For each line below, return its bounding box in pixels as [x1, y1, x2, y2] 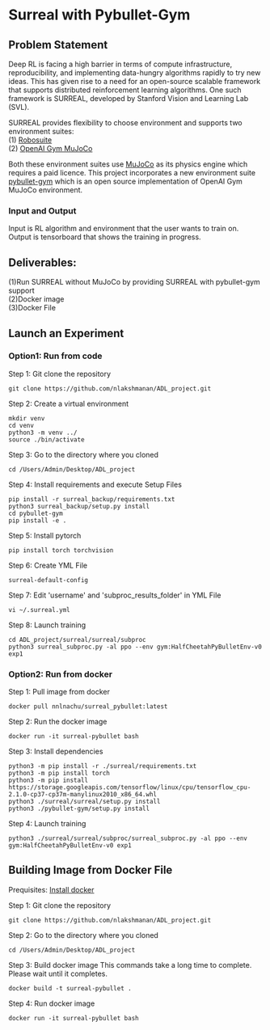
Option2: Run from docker [8, 669, 113, 680]
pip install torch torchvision [8, 546, 114, 555]
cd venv [8, 421, 35, 429]
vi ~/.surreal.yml [8, 606, 70, 614]
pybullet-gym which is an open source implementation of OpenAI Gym [8, 176, 243, 186]
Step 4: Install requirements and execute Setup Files [8, 479, 182, 489]
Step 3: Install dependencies [8, 746, 103, 757]
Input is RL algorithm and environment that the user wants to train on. [8, 224, 239, 234]
